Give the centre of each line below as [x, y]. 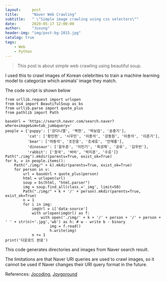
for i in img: [38, 204]
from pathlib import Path [32, 113]
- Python [23, 51]
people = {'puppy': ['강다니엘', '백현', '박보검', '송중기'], [66, 131]
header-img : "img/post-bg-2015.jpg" [43, 33]
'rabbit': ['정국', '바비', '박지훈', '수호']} [73, 152]
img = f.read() [65, 226]
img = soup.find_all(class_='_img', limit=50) [72, 187]
